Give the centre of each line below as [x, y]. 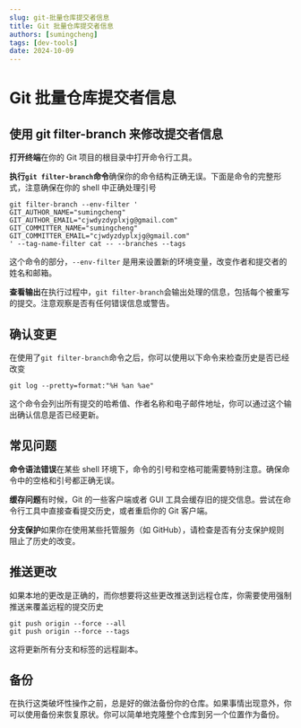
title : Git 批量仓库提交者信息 [61, 26]
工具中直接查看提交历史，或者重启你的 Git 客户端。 [119, 510]
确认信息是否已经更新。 [60, 415]
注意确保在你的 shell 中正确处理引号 [90, 188]
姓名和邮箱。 [33, 273]
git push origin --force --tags [69, 631]
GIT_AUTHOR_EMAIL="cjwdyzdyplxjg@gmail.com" [94, 221]
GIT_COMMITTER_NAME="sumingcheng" [74, 228]
